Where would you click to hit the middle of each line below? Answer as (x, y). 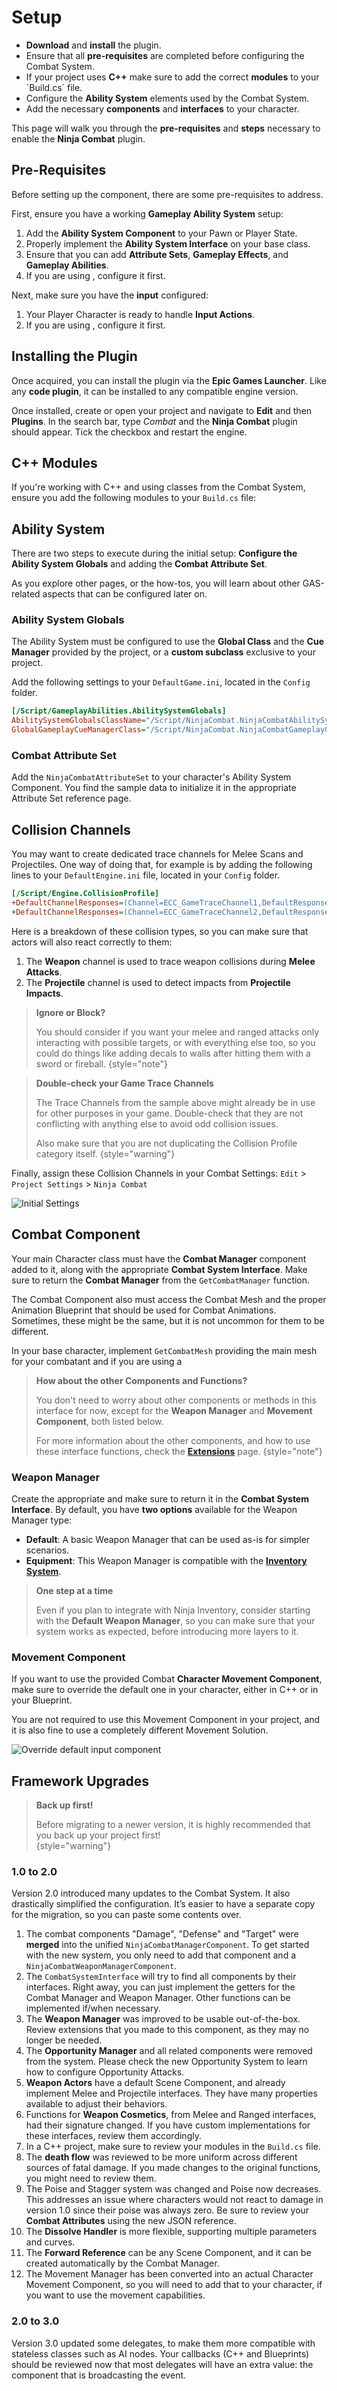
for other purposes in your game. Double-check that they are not (169, 1113)
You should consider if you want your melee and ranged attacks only (177, 1032)
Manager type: (42, 1520)
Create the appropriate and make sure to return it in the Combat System (160, 1498)
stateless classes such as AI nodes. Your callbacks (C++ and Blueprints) (160, 2353)
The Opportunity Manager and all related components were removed (169, 2051)
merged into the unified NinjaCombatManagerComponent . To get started (167, 1945)
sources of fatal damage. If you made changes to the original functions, (173, 2168)
